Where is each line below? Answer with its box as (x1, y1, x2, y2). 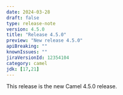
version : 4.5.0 (6, 26, 45, 32)
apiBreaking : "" (6, 44, 47, 50)
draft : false (6, 15, 40, 21)
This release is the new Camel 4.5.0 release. (6, 83, 118, 90)
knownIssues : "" (6, 49, 47, 55)
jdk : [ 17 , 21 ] (6, 66, 40, 72)
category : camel (6, 60, 47, 66)
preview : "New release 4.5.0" (6, 37, 83, 44)
